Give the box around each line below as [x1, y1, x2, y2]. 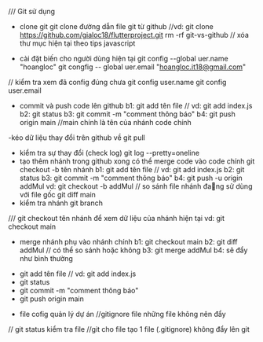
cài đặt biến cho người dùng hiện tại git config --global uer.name [19, 54, 229, 63]
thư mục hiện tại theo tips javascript [19, 39, 136, 48]
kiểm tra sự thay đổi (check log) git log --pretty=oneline [19, 149, 200, 157]
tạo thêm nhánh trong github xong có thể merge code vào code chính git [19, 156, 255, 166]
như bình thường [19, 254, 73, 263]
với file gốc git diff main [19, 190, 97, 199]
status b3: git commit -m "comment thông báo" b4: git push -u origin [19, 173, 243, 182]
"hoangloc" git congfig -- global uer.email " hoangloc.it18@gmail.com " [19, 62, 247, 72]
